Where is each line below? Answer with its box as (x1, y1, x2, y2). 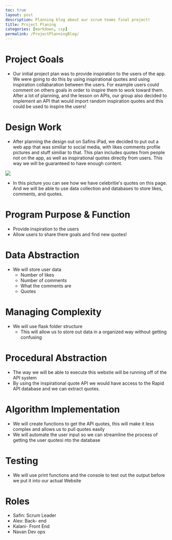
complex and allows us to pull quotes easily (12, 426, 105, 432)
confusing (20, 334, 42, 340)
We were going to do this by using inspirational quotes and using (12, 76, 150, 82)
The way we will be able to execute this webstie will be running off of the (12, 369, 167, 375)
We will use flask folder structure (12, 323, 83, 329)
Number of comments (20, 277, 67, 283)
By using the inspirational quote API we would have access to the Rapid (12, 380, 164, 386)
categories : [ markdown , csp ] (5, 27, 68, 32)
